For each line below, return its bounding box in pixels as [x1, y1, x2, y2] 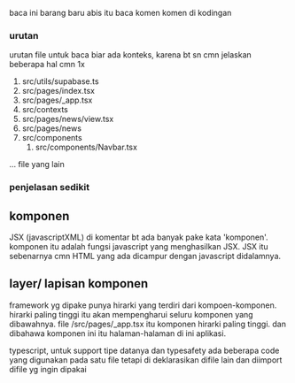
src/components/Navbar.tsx [35, 142, 137, 153]
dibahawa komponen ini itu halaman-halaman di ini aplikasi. [9, 327, 227, 339]
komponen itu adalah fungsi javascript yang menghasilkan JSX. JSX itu [9, 241, 268, 252]
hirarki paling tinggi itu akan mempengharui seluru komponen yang [9, 309, 254, 319]
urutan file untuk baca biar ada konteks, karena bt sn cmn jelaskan [9, 50, 252, 60]
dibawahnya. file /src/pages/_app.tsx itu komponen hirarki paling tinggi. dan [9, 318, 286, 329]
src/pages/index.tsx [21, 86, 96, 96]
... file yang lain [9, 159, 65, 170]
